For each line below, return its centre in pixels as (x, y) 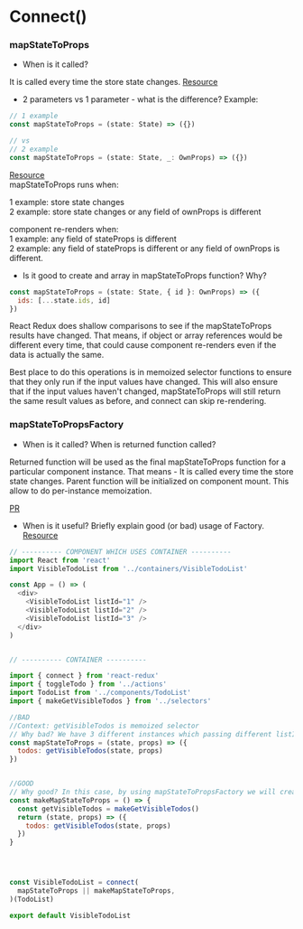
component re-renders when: (64, 229)
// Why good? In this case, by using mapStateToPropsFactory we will (143, 793)
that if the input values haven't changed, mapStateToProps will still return (145, 391)
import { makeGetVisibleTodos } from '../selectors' (110, 701)
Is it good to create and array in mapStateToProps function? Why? (145, 275)
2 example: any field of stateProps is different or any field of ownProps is (145, 248)
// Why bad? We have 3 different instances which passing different (141, 734)
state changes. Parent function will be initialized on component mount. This (149, 481)
